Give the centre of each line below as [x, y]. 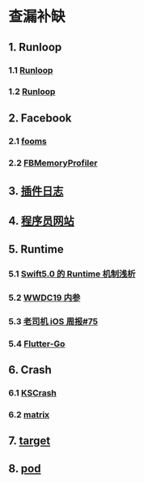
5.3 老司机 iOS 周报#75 [53, 321]
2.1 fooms [28, 141]
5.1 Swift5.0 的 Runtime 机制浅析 [72, 274]
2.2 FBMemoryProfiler [53, 163]
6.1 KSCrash [32, 392]
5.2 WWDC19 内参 [44, 297]
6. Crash [30, 370]
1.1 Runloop [31, 70]
